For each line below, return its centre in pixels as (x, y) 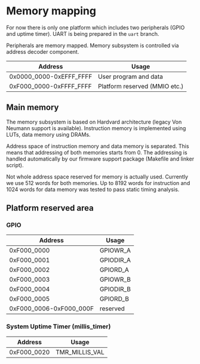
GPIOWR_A (115, 251)
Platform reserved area (50, 208)
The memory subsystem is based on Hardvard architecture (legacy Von (94, 122)
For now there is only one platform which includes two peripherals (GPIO (96, 27)
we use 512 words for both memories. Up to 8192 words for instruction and (98, 183)
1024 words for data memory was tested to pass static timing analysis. (93, 189)
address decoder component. (43, 51)
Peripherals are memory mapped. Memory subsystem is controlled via (93, 45)
